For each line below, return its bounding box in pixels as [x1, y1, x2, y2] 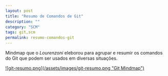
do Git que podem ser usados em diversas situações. [5, 55, 118, 61]
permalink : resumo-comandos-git [5, 35, 74, 40]
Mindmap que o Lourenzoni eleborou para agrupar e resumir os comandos [5, 50, 163, 56]
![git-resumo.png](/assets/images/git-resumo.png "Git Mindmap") [5, 65, 144, 71]
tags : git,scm [5, 30, 36, 35]
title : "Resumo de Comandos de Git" [5, 13, 83, 19]
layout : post [5, 8, 33, 13]
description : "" [5, 19, 40, 24]
